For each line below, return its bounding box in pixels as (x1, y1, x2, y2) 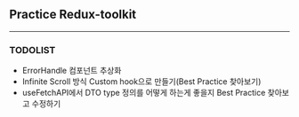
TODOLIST (9, 43, 56, 56)
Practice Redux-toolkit (9, 7, 137, 22)
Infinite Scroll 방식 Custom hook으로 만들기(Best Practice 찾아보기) (21, 76, 262, 87)
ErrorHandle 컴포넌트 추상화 (21, 66, 122, 76)
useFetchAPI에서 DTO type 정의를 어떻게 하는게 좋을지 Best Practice (21, 88, 266, 98)
